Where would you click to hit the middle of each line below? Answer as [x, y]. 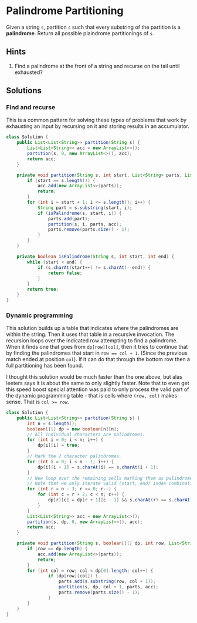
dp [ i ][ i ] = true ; [59, 445]
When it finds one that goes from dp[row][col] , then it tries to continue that [97, 347]
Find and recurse [31, 107]
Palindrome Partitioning [65, 11]
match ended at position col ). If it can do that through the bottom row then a [98, 359]
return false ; [65, 273]
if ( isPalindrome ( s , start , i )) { [79, 213]
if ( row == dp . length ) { [57, 549]
